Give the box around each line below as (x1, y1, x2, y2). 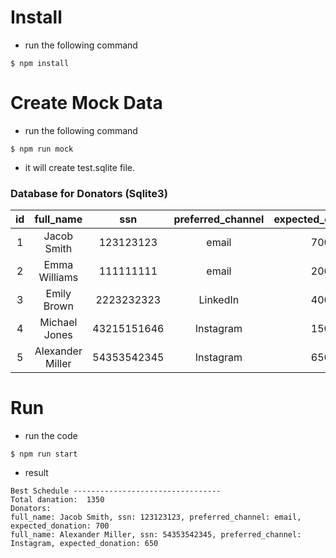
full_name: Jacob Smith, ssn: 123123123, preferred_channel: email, (10, 512, 302, 523)
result (24, 467, 49, 479)
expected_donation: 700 (10, 521, 110, 531)
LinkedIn (198, 293, 240, 307)
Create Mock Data (10, 92, 163, 115)
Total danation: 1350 (10, 495, 105, 505)
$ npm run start (10, 449, 78, 460)
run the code (24, 430, 78, 442)
